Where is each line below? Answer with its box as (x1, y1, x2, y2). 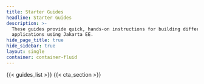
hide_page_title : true (6, 37, 64, 43)
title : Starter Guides (6, 9, 64, 15)
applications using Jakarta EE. (12, 32, 94, 38)
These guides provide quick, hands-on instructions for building (12, 26, 181, 32)
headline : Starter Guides (6, 15, 72, 21)
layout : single (6, 49, 45, 55)
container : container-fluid (6, 54, 78, 60)
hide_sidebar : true (6, 43, 56, 49)
